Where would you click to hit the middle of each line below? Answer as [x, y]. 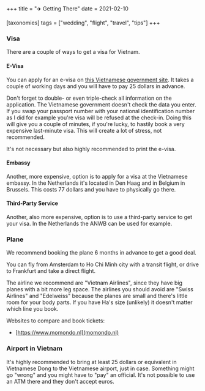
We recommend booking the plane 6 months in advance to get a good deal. [102, 253]
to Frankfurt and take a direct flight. [51, 271]
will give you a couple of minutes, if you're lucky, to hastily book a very [95, 124]
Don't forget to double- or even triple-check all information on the [89, 98]
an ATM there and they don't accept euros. [60, 381]
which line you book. [32, 309]
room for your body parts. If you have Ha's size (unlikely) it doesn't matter [99, 302]
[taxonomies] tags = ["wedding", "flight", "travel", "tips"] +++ [83, 23]
